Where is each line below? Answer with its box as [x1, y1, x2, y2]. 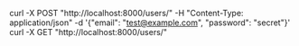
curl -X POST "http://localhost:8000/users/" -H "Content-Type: [9, 8, 244, 18]
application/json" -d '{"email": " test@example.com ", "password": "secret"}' [9, 17, 291, 28]
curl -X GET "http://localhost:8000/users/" [9, 27, 168, 37]
